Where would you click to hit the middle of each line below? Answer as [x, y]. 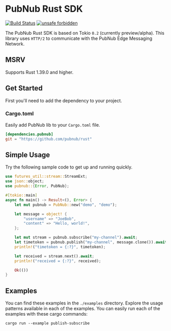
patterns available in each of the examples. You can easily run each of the [83, 309]
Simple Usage [28, 155]
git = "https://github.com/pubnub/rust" [49, 139]
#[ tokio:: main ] [21, 195]
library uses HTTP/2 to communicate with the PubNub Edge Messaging [79, 38]
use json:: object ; [25, 181]
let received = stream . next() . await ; [54, 256]
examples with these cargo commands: [47, 314]
